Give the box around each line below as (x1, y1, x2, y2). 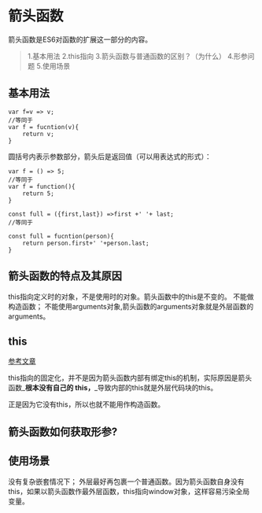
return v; (22, 130, 55, 138)
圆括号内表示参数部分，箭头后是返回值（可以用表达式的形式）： (8, 151, 212, 161)
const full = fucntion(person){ (8, 232, 114, 240)
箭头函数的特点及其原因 (8, 269, 122, 283)
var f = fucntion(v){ (8, 123, 79, 131)
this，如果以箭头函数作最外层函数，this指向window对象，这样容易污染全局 (8, 486, 250, 496)
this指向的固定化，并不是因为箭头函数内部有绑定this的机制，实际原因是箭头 (8, 373, 253, 382)
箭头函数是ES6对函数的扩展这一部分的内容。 (8, 35, 153, 44)
